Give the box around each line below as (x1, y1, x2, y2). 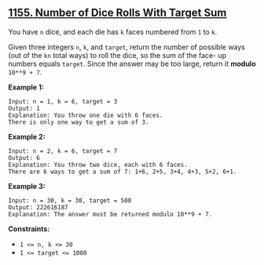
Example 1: (8, 82, 45, 92)
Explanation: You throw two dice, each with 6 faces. (8, 161, 189, 169)
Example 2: (8, 132, 46, 141)
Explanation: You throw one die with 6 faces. (8, 111, 163, 119)
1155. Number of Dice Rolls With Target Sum (8, 6, 227, 20)
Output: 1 (8, 104, 41, 112)
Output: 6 (8, 154, 41, 162)
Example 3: (8, 181, 46, 191)
